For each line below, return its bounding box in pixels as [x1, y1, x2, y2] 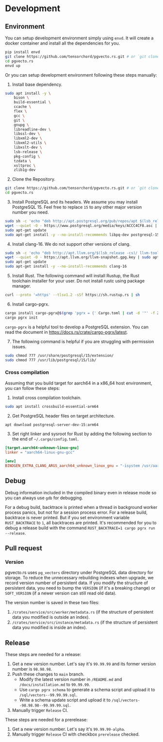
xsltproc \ [14, 163, 36, 168]
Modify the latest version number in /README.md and [19, 676, 122, 682]
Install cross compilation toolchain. [12, 394, 81, 401]
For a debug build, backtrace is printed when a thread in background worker [5, 504, 158, 510]
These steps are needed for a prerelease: [5, 717, 88, 723]
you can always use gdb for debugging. [5, 495, 83, 501]
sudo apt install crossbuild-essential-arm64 [5, 404, 98, 409]
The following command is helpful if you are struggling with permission [12, 338, 154, 344]
